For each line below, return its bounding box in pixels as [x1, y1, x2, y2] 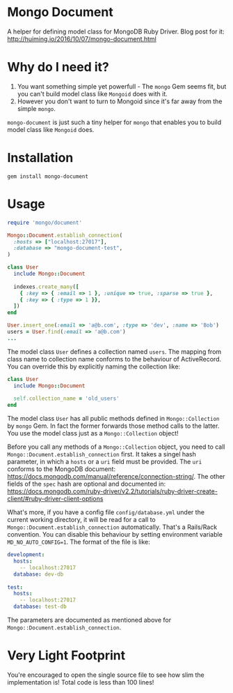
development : [7, 551, 45, 558]
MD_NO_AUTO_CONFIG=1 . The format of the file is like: [7, 538, 151, 546]
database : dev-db [13, 570, 64, 578]
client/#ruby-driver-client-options [7, 495, 104, 503]
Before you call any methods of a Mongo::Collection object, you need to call [7, 442, 225, 451]
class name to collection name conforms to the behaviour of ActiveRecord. [7, 355, 221, 363]
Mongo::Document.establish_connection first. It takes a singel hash [7, 450, 197, 459]
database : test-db [13, 603, 67, 611]
